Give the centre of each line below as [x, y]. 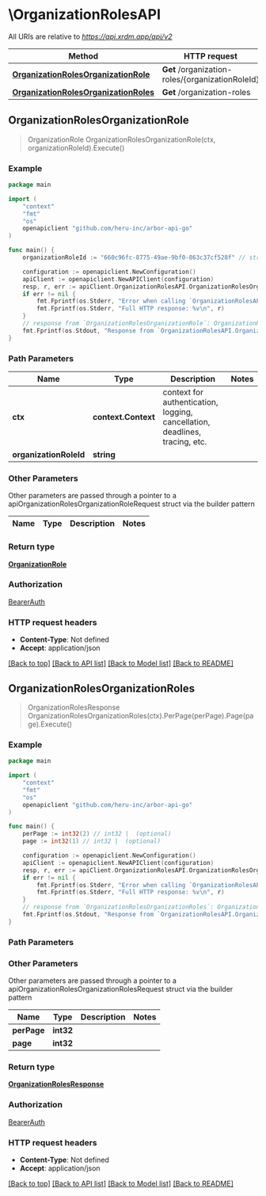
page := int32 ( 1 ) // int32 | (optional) [91, 841]
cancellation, [186, 421]
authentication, [191, 402]
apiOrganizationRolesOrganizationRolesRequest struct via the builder [121, 988]
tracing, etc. [185, 441]
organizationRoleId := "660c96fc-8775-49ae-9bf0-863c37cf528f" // [134, 258]
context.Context [124, 417]
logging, [178, 412]
